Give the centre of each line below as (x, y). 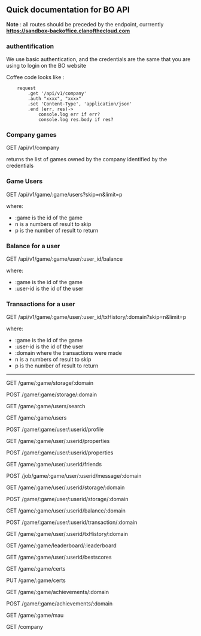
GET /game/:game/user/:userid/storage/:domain (66, 487)
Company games (31, 135)
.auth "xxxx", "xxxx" (55, 99)
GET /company (25, 627)
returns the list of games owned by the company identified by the (87, 159)
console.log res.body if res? (76, 120)
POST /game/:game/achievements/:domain (59, 604)
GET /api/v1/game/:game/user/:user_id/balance (65, 259)
